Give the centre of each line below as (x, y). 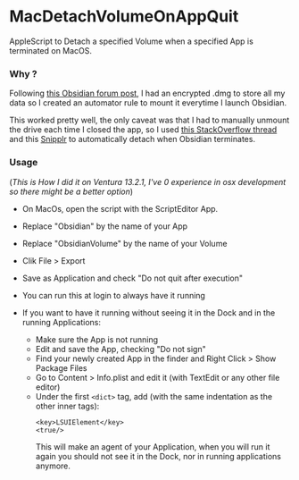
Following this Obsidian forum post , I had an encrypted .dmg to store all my (147, 93)
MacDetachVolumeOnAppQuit (124, 17)
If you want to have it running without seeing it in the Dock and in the (149, 312)
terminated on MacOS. (50, 50)
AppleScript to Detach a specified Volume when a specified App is (132, 41)
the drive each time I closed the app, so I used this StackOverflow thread (143, 130)
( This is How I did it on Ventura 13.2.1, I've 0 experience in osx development (148, 181)
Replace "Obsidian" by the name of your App (105, 226)
